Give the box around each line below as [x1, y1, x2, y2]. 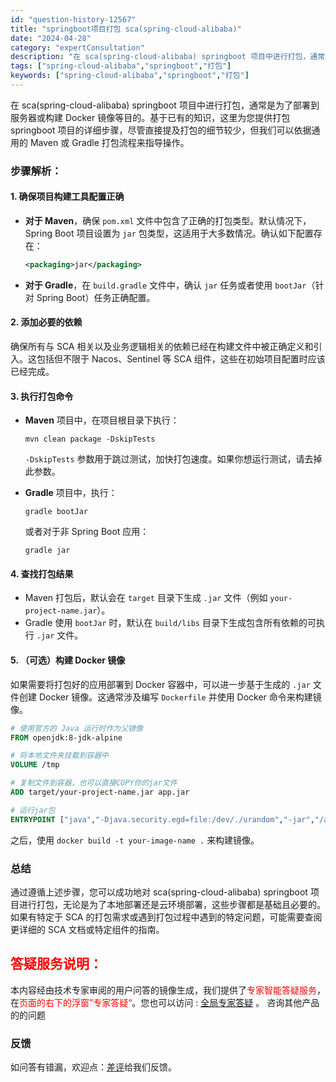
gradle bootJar [24, 507, 89, 517]
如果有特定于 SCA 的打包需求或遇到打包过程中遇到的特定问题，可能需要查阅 [10, 911, 323, 923]
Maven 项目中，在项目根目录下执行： [24, 414, 180, 426]
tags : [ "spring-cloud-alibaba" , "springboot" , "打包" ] [10, 61, 232, 71]
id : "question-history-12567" [10, 14, 137, 25]
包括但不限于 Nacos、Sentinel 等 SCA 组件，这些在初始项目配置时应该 [36, 353, 326, 365]
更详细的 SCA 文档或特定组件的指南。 [10, 923, 165, 935]
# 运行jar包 [10, 805, 56, 815]
